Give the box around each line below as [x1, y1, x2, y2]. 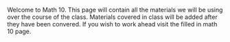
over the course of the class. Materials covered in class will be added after [7, 13, 218, 21]
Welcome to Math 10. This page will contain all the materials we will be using [7, 6, 223, 14]
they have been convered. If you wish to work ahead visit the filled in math [7, 20, 218, 28]
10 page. [7, 27, 32, 35]
